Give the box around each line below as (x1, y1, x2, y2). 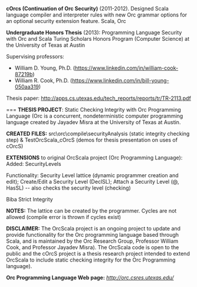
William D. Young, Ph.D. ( (14, 64, 75, 71)
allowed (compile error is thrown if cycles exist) (6, 214, 122, 220)
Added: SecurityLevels (6, 161, 61, 167)
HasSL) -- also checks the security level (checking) (6, 184, 131, 191)
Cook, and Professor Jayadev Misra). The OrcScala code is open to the (6, 244, 179, 250)
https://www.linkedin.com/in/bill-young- (71, 77, 169, 84)
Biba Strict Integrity (6, 196, 53, 203)
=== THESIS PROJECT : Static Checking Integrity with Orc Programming (6, 106, 181, 113)
